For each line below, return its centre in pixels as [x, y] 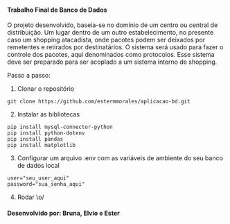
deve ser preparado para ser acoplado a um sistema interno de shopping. [112, 62]
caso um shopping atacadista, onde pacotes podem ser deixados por [106, 40]
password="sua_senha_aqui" [46, 184]
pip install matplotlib [42, 146]
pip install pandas [35, 139]
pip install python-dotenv [46, 133]
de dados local [38, 166]
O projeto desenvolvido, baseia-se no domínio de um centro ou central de [113, 25]
